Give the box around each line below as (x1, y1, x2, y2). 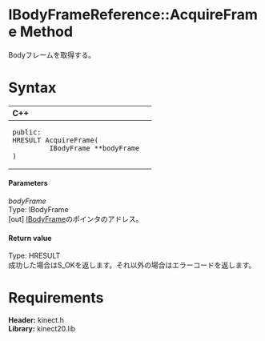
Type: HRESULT (8, 251, 61, 261)
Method (19, 22, 74, 41)
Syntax (8, 78, 57, 97)
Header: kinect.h (8, 315, 64, 325)
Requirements (8, 289, 104, 307)
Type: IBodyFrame (8, 205, 70, 215)
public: (12, 127, 42, 137)
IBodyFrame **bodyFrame (49, 143, 140, 153)
